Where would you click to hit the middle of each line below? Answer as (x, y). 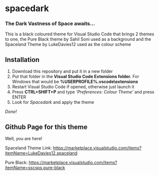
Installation (22, 59)
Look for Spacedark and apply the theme (53, 102)
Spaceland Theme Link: (29, 148)
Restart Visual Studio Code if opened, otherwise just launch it (73, 87)
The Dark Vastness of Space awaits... (50, 24)
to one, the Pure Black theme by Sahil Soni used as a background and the (78, 39)
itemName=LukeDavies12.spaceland (41, 153)
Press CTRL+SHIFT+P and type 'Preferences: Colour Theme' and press (83, 92)
